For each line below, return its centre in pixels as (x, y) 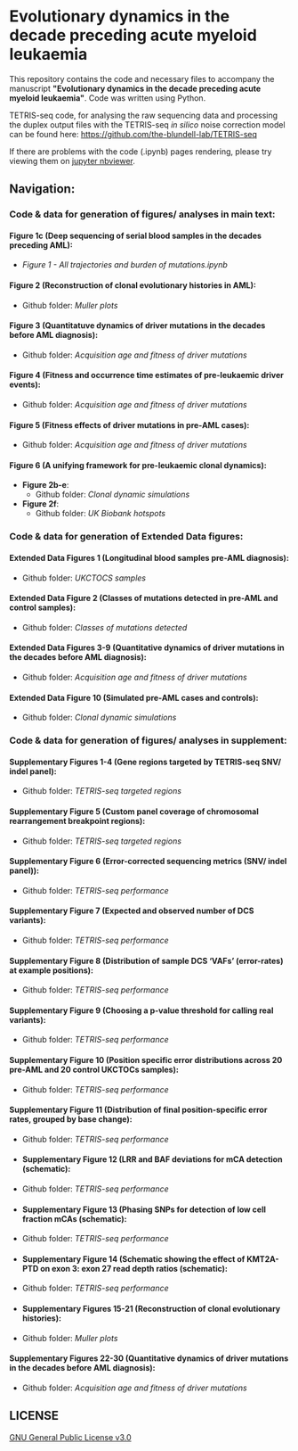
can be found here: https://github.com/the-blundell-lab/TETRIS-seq (133, 134)
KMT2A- (262, 1258)
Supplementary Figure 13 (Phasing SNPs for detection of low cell (144, 1209)
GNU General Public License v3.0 (70, 1437)
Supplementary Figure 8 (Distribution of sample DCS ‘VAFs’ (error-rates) (146, 960)
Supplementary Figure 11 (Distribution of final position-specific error (138, 1110)
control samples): (43, 607)
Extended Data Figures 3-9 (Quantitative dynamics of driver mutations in (147, 647)
